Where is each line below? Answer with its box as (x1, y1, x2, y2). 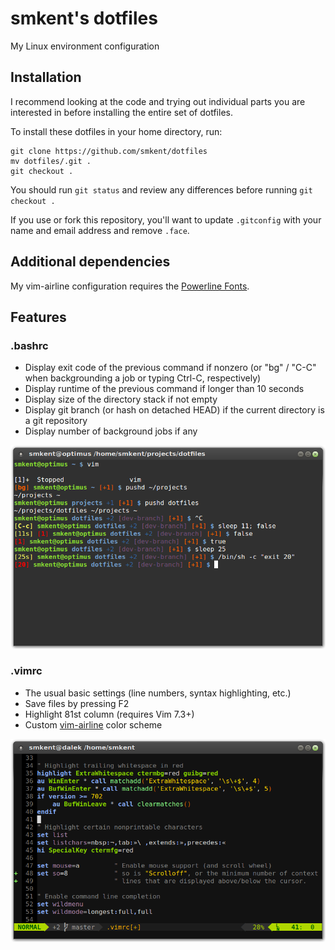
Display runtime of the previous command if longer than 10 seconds (24, 383, 305, 395)
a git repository (24, 415, 88, 427)
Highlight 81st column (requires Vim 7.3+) (24, 708, 195, 720)
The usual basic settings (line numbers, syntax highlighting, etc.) (24, 687, 292, 699)
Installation (10, 69, 82, 86)
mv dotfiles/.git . (10, 156, 92, 166)
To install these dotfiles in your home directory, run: (10, 125, 223, 137)
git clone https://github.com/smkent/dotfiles (10, 146, 208, 156)
